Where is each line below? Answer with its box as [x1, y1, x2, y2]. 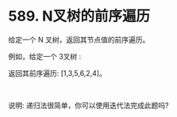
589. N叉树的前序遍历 [8, 7, 151, 25]
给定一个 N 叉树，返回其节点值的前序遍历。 [8, 35, 150, 44]
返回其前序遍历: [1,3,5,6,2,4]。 [8, 68, 107, 77]
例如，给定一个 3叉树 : [8, 51, 82, 61]
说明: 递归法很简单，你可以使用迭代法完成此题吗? [8, 100, 169, 110]
